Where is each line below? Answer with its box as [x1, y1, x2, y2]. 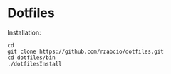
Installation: [7, 28, 41, 37]
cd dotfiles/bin [7, 54, 56, 61]
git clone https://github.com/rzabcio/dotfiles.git [7, 48, 164, 55]
